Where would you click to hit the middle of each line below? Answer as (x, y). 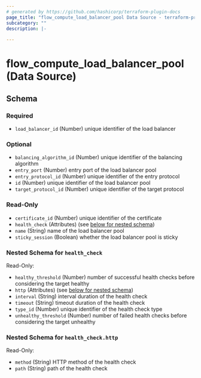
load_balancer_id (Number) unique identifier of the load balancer (95, 129)
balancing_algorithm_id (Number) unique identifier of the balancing (98, 157)
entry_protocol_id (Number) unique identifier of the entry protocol (97, 176)
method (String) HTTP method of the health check (75, 362)
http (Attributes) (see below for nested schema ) (74, 290)
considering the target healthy (52, 283)
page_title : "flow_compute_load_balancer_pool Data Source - (84, 17)
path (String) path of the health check (61, 368)
